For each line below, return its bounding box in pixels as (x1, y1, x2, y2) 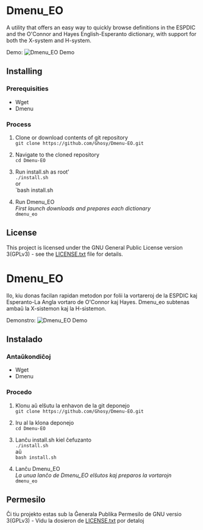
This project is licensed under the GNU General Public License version (6, 244, 183, 251)
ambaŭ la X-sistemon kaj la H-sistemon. (6, 305, 107, 312)
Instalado (6, 334, 43, 345)
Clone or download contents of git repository (15, 133, 128, 141)
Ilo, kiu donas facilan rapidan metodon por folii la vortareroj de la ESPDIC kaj (6, 292, 198, 299)
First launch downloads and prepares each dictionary (15, 205, 151, 212)
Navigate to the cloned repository (15, 150, 99, 158)
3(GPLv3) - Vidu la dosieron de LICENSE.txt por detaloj (6, 517, 144, 525)
